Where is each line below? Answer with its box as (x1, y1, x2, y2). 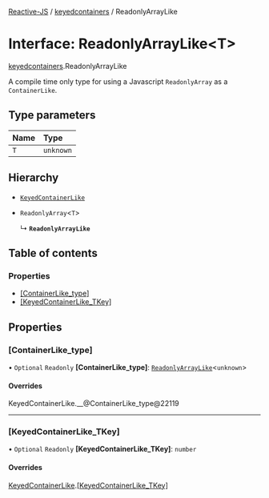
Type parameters (8, 108, 96, 122)
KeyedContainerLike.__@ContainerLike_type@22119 (8, 399, 180, 408)
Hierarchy (8, 171, 59, 185)
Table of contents (8, 246, 98, 259)
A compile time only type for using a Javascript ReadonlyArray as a (8, 76, 228, 86)
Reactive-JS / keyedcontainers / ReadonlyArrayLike (8, 7, 178, 16)
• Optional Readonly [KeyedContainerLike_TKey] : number (8, 444, 197, 454)
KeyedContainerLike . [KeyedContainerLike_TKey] (8, 480, 168, 490)
